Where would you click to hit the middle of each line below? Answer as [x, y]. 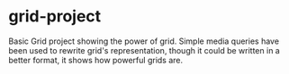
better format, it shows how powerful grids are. [96, 60]
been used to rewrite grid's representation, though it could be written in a [144, 50]
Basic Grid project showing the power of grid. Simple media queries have [144, 41]
